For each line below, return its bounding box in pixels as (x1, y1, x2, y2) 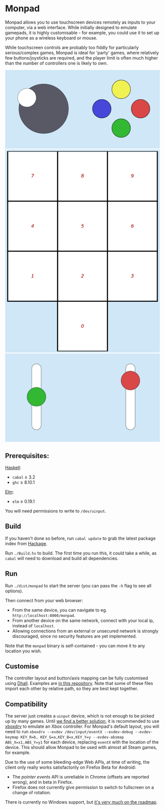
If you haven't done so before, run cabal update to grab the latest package (5, 535, 156, 541)
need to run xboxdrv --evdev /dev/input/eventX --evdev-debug (5, 729, 134, 735)
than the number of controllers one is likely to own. (5, 60, 108, 66)
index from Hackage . (5, 540, 48, 547)
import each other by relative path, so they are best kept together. (5, 685, 138, 692)
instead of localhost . (12, 622, 55, 628)
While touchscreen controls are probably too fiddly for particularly (5, 44, 139, 50)
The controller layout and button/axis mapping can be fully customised (5, 675, 148, 681)
